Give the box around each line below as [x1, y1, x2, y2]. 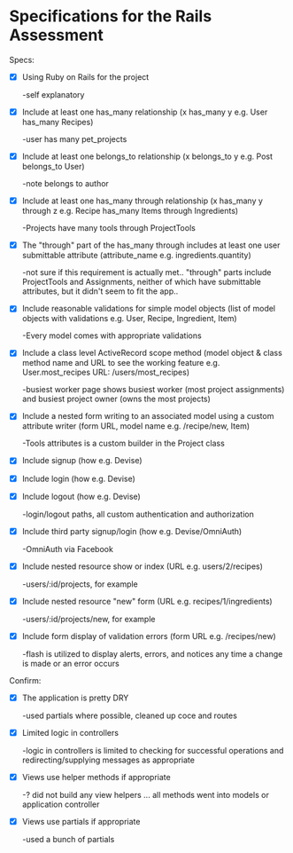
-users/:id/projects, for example [21, 579, 139, 589]
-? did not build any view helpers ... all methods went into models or [21, 790, 270, 801]
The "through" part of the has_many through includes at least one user [21, 240, 281, 250]
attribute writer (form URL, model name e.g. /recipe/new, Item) [21, 421, 251, 431]
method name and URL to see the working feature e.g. [21, 358, 220, 368]
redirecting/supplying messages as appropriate [21, 754, 195, 765]
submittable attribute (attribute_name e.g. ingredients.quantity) [21, 250, 252, 261]
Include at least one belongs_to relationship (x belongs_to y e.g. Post [21, 151, 273, 162]
